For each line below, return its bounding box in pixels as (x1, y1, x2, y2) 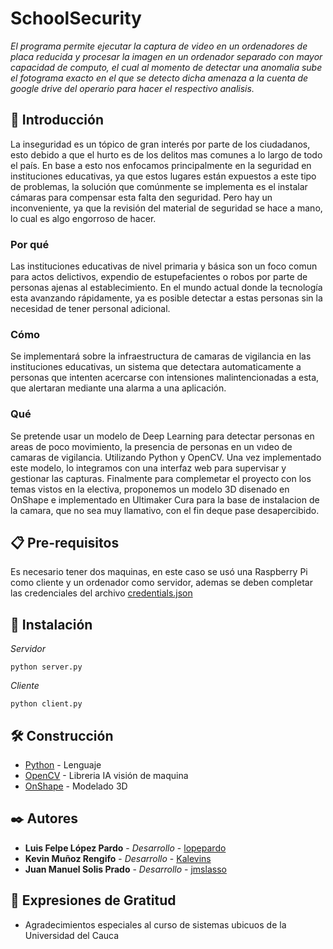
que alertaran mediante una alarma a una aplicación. (10, 382, 227, 394)
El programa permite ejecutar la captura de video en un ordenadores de (10, 40, 308, 52)
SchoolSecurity (10, 7, 142, 30)
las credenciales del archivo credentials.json (10, 587, 193, 599)
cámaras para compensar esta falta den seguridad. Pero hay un (10, 191, 273, 203)
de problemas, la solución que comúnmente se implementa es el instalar (10, 180, 308, 192)
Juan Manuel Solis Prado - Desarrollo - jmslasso (24, 863, 227, 875)
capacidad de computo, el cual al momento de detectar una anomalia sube (10, 61, 323, 73)
